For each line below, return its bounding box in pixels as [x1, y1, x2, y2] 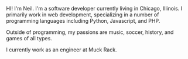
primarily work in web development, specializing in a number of [6, 11, 159, 18]
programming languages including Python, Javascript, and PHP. [6, 18, 160, 24]
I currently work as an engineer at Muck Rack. [6, 46, 117, 53]
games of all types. [6, 35, 53, 41]
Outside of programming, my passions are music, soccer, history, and [6, 29, 174, 36]
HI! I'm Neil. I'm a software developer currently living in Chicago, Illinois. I [6, 5, 183, 12]
